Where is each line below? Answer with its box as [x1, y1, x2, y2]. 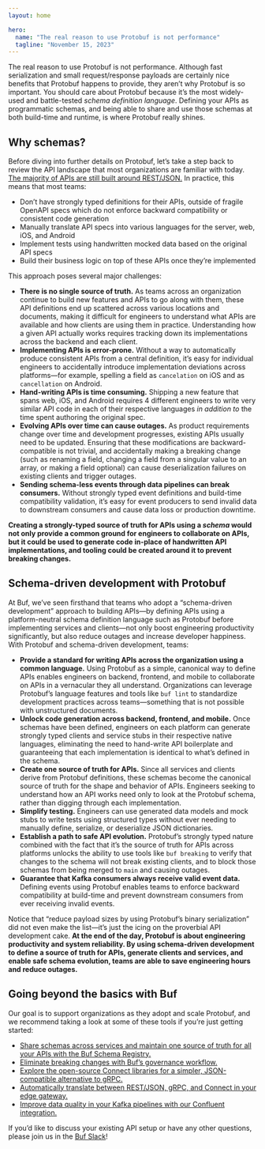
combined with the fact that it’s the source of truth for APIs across [19, 840, 234, 849]
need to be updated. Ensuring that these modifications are [19, 438, 209, 448]
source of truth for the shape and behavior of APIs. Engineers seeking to [19, 780, 256, 791]
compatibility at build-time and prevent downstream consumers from [19, 890, 244, 900]
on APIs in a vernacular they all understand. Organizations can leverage [19, 680, 252, 690]
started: [8, 1025, 34, 1034]
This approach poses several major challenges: [8, 271, 162, 281]
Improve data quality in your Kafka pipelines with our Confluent [19, 1099, 225, 1109]
